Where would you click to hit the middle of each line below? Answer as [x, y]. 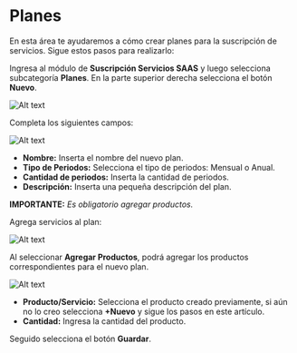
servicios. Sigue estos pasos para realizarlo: [92, 50]
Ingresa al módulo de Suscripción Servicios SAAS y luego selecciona [140, 68]
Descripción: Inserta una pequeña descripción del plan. [127, 186]
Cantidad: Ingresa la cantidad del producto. [104, 321]
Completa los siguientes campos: [72, 123]
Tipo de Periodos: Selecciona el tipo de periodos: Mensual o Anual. [149, 167]
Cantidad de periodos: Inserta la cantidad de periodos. [125, 177]
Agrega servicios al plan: [56, 221]
